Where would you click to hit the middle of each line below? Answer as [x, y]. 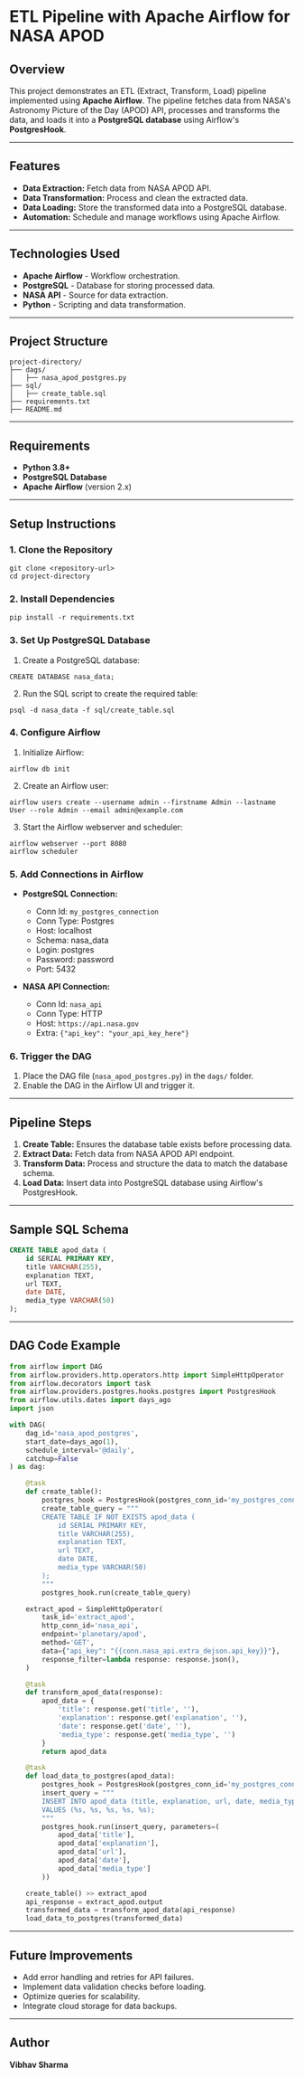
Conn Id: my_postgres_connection [97, 912]
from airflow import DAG [56, 1366]
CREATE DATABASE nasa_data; [62, 677]
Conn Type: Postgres [75, 921]
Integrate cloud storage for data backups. [100, 2006]
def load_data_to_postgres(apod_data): [101, 1776]
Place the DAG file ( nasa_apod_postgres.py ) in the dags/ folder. [138, 1076]
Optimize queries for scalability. [81, 1996]
